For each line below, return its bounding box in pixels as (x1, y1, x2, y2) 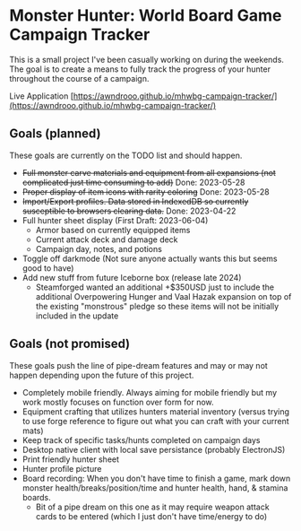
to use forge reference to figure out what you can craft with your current (21, 415, 289, 426)
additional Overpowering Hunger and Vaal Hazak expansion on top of (35, 291, 292, 301)
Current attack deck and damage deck (35, 234, 178, 245)
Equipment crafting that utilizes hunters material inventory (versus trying (21, 405, 289, 417)
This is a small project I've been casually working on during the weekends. (9, 54, 285, 65)
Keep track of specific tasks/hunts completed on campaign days (21, 434, 261, 445)
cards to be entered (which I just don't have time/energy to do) (35, 510, 268, 521)
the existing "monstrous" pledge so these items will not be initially (35, 300, 279, 311)
